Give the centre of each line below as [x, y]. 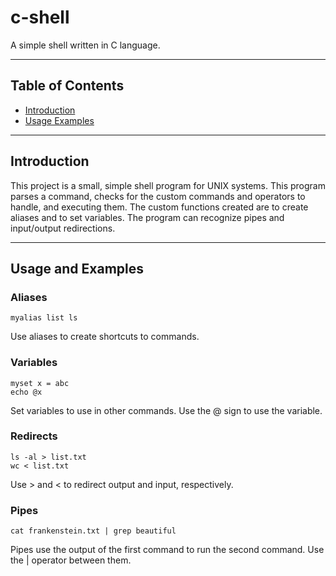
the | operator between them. [71, 560]
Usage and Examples [77, 268]
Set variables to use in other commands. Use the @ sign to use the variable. [166, 410]
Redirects [34, 436]
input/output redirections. [63, 228]
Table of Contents [67, 86]
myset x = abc [40, 383]
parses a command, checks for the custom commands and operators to [158, 196]
